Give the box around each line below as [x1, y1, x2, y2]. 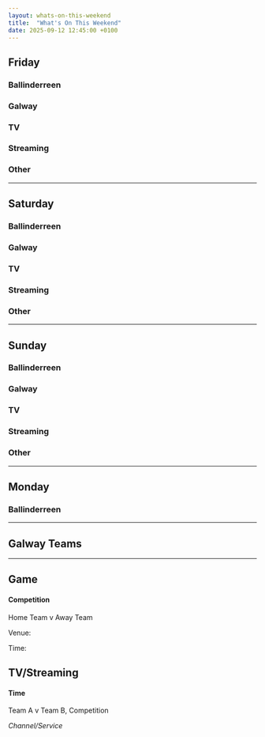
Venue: [8, 628, 32, 637]
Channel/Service [8, 721, 63, 731]
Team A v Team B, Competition [8, 705, 109, 716]
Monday [8, 480, 50, 493]
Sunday [8, 338, 47, 352]
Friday [8, 55, 40, 69]
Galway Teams [8, 537, 83, 550]
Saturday [8, 197, 54, 210]
